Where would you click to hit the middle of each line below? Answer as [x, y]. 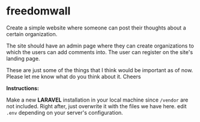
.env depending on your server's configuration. [65, 112]
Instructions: [23, 88]
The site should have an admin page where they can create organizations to [100, 46]
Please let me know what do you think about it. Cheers [74, 76]
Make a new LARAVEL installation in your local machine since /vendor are [97, 100]
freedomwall [38, 11]
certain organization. [32, 34]
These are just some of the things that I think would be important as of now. [100, 70]
